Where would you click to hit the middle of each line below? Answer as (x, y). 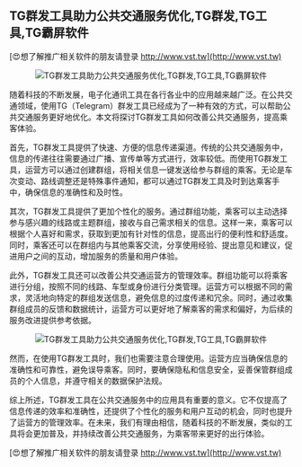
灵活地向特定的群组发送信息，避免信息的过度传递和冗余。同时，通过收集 (159, 297)
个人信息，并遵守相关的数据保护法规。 (96, 381)
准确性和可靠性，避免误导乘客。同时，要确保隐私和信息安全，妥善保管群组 (147, 369)
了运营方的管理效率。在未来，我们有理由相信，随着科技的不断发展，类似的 (147, 422)
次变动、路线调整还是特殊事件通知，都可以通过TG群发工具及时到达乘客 (141, 181)
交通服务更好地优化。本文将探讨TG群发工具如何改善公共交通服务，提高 (148, 117)
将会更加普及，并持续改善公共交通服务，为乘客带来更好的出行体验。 (143, 433)
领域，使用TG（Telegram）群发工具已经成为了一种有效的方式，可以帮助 (150, 105)
